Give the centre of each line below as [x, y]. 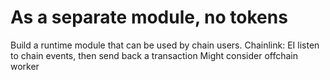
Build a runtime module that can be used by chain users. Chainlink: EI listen [165, 45]
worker [25, 66]
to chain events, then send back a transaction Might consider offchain [154, 55]
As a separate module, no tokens [149, 17]
